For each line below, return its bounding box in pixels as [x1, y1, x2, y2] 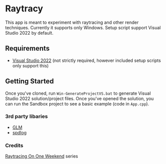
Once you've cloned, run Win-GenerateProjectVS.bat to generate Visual [5, 90, 151, 96]
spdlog [12, 129, 27, 135]
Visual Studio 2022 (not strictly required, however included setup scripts [12, 57, 161, 63]
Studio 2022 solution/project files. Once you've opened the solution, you [5, 95, 154, 102]
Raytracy [5, 3, 43, 14]
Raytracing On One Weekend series [5, 153, 79, 159]
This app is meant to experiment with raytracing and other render [5, 19, 139, 25]
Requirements [5, 44, 50, 53]
